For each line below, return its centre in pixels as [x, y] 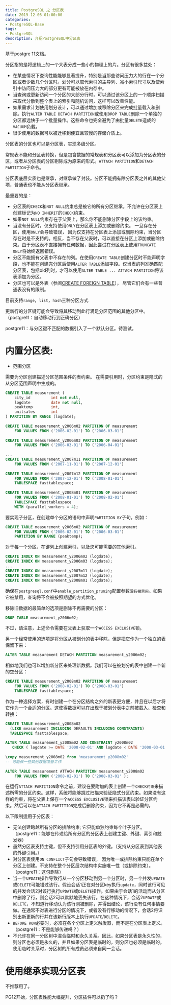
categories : [18, 19]
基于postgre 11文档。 [27, 54]
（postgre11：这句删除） [38, 872]
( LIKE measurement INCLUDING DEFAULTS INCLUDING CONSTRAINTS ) [77, 729]
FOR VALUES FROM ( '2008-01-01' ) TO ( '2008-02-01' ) [69, 498]
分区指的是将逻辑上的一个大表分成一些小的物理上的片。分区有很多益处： [81, 64]
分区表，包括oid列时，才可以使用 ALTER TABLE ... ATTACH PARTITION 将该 [88, 270]
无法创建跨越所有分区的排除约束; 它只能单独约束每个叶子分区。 [79, 827]
